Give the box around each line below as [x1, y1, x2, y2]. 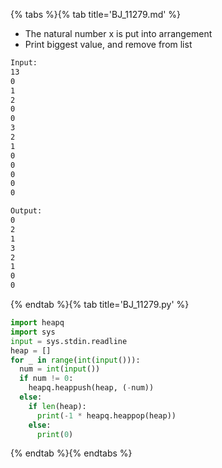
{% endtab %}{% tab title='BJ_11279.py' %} [10, 299, 190, 310]
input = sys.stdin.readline [10, 336, 128, 346]
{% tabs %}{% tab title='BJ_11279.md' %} [10, 9, 182, 20]
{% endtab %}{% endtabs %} [10, 447, 133, 459]
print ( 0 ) [36, 429, 74, 439]
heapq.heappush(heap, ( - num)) [28, 383, 155, 393]
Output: [10, 206, 43, 216]
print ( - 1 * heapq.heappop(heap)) [36, 410, 177, 421]
